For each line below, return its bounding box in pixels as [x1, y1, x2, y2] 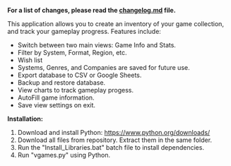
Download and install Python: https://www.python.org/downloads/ [17, 129, 211, 136]
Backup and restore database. [17, 78, 106, 87]
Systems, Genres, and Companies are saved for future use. [17, 64, 190, 71]
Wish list [17, 56, 43, 64]
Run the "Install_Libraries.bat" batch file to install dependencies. [17, 143, 205, 151]
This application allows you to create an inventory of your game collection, [7, 20, 225, 28]
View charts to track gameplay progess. [17, 86, 134, 94]
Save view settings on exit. [17, 101, 96, 109]
